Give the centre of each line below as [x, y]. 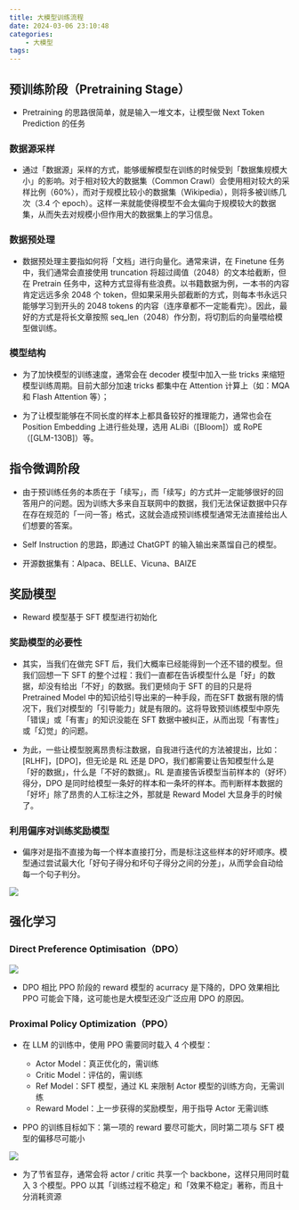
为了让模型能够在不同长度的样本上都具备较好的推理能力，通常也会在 [147, 415]
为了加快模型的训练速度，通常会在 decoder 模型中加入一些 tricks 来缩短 [154, 374]
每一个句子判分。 [53, 874]
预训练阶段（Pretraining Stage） [100, 89]
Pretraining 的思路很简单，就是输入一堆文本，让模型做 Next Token [143, 112]
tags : [19, 51]
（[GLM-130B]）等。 [60, 437]
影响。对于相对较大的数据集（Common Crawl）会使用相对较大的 [164, 181]
